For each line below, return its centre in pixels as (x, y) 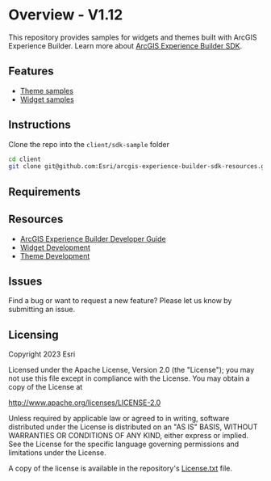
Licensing (33, 334)
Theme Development (55, 255)
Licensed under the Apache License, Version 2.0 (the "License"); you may (131, 370)
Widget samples (47, 99)
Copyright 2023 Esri (42, 354)
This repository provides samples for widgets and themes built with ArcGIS (133, 37)
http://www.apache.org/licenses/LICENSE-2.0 (85, 403)
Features (31, 72)
